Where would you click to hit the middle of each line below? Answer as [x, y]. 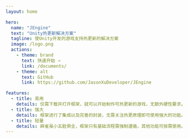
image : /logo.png [32, 44]
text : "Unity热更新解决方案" [44, 33]
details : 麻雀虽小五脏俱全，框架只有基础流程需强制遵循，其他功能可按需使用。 [101, 126]
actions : [22, 50]
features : [18, 93]
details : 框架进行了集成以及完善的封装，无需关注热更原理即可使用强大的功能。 [101, 115]
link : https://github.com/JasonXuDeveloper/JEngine [86, 83]
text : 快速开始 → [41, 60]
